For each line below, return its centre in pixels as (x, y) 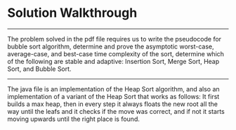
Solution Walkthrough (72, 13)
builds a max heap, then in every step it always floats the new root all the (112, 104)
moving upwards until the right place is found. (74, 119)
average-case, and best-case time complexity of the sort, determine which (116, 53)
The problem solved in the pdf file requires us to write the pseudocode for (114, 39)
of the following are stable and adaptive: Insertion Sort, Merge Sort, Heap (113, 61)
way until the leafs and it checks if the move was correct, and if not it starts (116, 111)
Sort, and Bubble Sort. (39, 69)
